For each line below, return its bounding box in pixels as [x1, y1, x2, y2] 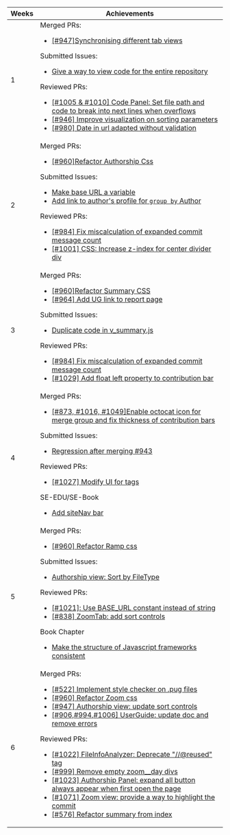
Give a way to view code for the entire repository [51, 66, 208, 76]
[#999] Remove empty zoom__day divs [51, 767, 178, 776]
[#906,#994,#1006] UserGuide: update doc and [51, 710, 209, 719]
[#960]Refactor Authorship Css [51, 157, 154, 166]
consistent [51, 651, 86, 660]
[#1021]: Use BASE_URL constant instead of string [51, 603, 216, 612]
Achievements [105, 9, 154, 18]
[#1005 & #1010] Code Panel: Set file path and [51, 97, 205, 107]
